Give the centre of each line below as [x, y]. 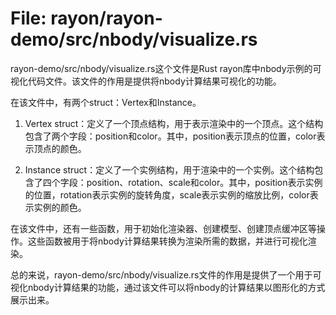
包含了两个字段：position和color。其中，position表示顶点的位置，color [170, 136]
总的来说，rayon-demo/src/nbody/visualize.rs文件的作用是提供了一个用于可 [166, 274]
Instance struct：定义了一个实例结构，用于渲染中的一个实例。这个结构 [169, 169]
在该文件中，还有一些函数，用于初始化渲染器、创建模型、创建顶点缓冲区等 [163, 228]
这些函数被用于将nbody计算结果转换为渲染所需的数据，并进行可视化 [167, 241]
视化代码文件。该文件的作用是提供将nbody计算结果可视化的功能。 [146, 81]
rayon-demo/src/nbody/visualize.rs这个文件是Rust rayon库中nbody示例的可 [166, 68]
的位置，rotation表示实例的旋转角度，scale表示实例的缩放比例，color [167, 194]
